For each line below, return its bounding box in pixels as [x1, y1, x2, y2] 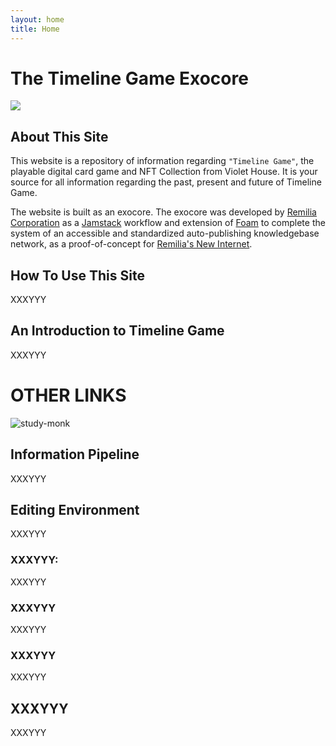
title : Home [10, 24, 60, 34]
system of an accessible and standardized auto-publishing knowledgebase [10, 227, 320, 240]
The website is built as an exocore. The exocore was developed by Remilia [10, 206, 317, 218]
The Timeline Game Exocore [10, 67, 249, 90]
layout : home [10, 14, 65, 25]
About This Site [10, 128, 109, 145]
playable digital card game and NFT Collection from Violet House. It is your [10, 166, 318, 178]
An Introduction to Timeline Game [10, 322, 225, 340]
